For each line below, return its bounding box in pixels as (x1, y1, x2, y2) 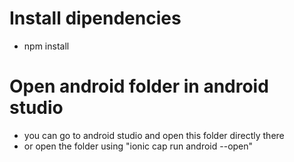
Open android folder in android (9, 75, 269, 98)
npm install (23, 40, 70, 52)
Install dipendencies (9, 7, 182, 30)
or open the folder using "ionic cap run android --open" (23, 140, 254, 152)
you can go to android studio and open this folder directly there (23, 129, 285, 141)
